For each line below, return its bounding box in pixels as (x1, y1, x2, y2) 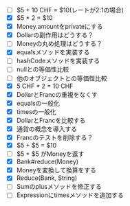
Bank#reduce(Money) (16, 157, 79, 166)
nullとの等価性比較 (16, 65, 69, 73)
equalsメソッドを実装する (16, 48, 90, 56)
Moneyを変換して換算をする (16, 166, 97, 174)
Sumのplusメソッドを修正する (16, 183, 102, 191)
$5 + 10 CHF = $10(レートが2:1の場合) (16, 6, 124, 14)
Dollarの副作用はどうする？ (16, 31, 94, 39)
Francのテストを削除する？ (16, 133, 94, 141)
